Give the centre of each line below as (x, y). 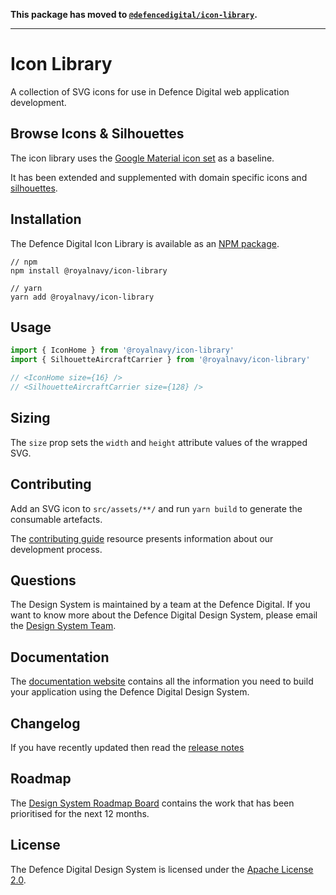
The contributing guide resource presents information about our (142, 538)
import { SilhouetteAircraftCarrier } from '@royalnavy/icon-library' (160, 360)
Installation (46, 219)
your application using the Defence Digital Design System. (130, 692)
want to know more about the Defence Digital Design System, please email (164, 615)
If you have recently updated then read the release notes (127, 747)
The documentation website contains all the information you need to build (162, 681)
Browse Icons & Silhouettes (97, 134)
